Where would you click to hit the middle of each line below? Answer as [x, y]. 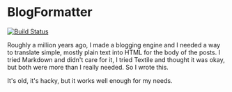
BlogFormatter [50, 12]
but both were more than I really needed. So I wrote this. [88, 67]
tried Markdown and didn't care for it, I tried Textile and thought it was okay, [116, 59]
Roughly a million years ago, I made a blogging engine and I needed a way [114, 45]
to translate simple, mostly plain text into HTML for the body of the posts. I [114, 52]
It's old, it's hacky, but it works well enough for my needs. [90, 80]
